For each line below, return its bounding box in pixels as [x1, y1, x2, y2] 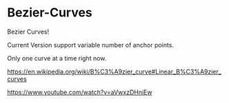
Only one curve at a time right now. [7, 54, 107, 62]
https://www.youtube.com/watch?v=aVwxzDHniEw [7, 88, 152, 96]
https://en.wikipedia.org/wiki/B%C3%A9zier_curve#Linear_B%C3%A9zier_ [7, 67, 222, 76]
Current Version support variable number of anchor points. [7, 41, 175, 49]
